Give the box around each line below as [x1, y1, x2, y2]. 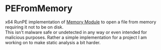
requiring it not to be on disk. [5, 24, 64, 30]
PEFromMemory [5, 3, 73, 14]
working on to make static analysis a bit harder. [5, 39, 101, 45]
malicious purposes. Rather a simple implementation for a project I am [5, 34, 147, 40]
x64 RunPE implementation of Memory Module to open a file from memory [5, 19, 157, 25]
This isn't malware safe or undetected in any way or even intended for [5, 29, 147, 35]
